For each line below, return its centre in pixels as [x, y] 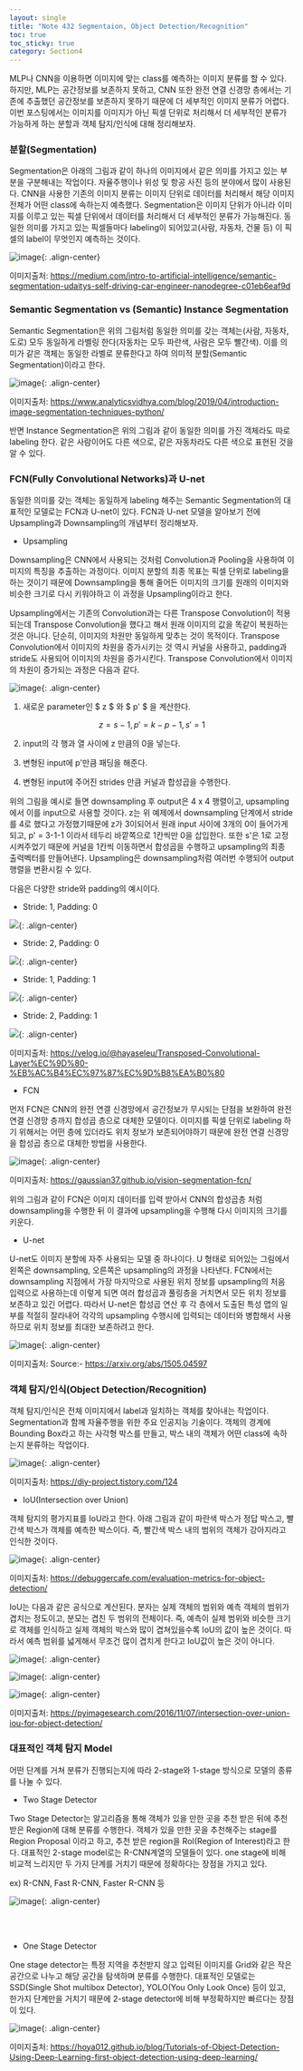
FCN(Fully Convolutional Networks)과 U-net [107, 479]
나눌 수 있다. [41, 1781]
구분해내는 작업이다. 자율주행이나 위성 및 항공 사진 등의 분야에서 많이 [147, 182]
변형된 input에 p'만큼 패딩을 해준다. [85, 763]
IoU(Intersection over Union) [76, 1500]
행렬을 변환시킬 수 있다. [51, 869]
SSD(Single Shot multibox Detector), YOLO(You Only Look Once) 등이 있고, [148, 1987]
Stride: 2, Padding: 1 [60, 1016]
